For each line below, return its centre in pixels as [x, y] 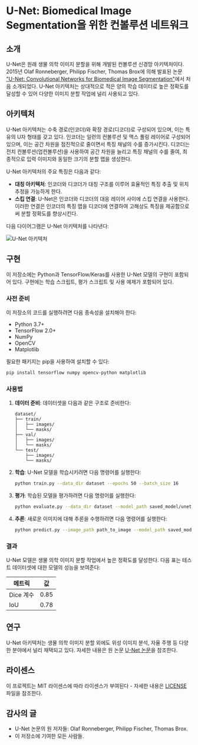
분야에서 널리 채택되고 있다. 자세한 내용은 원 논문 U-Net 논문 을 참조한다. [95, 650]
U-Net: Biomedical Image [69, 11]
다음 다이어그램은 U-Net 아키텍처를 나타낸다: [57, 226]
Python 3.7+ [29, 324]
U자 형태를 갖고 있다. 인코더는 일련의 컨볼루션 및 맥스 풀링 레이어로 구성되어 [103, 136]
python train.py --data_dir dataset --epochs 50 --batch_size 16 [96, 483]
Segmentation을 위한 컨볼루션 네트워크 [97, 25]
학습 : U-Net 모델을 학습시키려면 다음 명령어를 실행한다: [78, 472]
